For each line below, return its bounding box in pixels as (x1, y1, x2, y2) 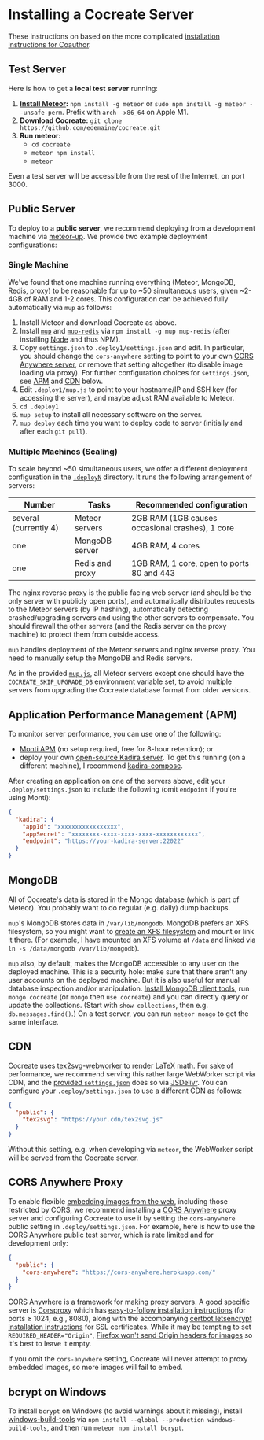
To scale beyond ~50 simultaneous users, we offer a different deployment (8, 464, 247, 474)
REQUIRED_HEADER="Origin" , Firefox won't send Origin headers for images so (8, 1331, 253, 1340)
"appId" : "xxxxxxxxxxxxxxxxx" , (22, 822, 125, 831)
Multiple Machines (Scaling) (8, 446, 118, 457)
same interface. (8, 1017, 59, 1026)
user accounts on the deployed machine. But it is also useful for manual (8, 975, 240, 984)
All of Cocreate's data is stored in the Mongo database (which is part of (8, 895, 240, 904)
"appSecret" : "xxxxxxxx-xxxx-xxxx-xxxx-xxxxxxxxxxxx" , (22, 830, 206, 838)
